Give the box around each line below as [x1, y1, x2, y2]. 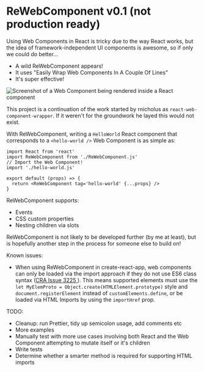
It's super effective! [15, 75, 64, 82]
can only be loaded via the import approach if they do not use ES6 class [15, 270, 197, 277]
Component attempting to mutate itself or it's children [15, 339, 150, 346]
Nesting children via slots [15, 221, 79, 228]
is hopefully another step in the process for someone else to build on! [6, 239, 181, 247]
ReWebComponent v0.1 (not [6, 4, 151, 18]
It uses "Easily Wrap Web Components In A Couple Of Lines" [15, 68, 169, 76]
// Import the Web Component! [6, 159, 84, 166]
